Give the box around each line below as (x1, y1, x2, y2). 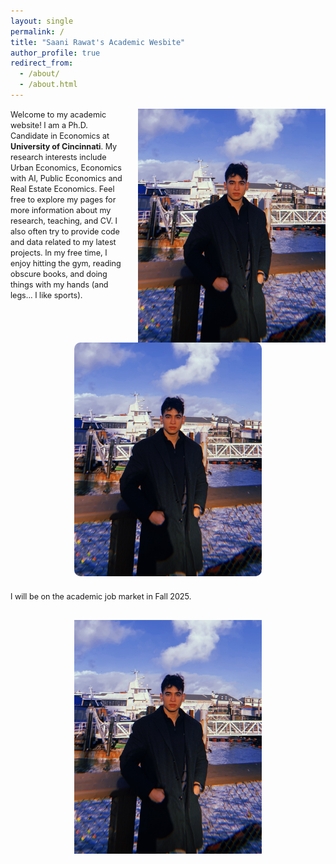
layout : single (10, 16, 74, 26)
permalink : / (10, 26, 65, 37)
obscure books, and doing (10, 268, 108, 279)
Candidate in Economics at (10, 130, 110, 141)
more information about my (10, 205, 112, 215)
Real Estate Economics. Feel (10, 183, 115, 194)
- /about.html (19, 80, 78, 90)
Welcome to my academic (10, 109, 107, 120)
